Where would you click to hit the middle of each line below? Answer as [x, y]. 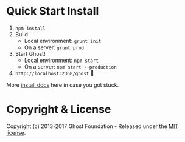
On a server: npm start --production [70, 66]
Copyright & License [59, 110]
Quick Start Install [53, 11]
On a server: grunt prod [54, 47]
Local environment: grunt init [63, 41]
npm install [30, 29]
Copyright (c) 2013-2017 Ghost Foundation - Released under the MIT [92, 126]
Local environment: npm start [61, 60]
